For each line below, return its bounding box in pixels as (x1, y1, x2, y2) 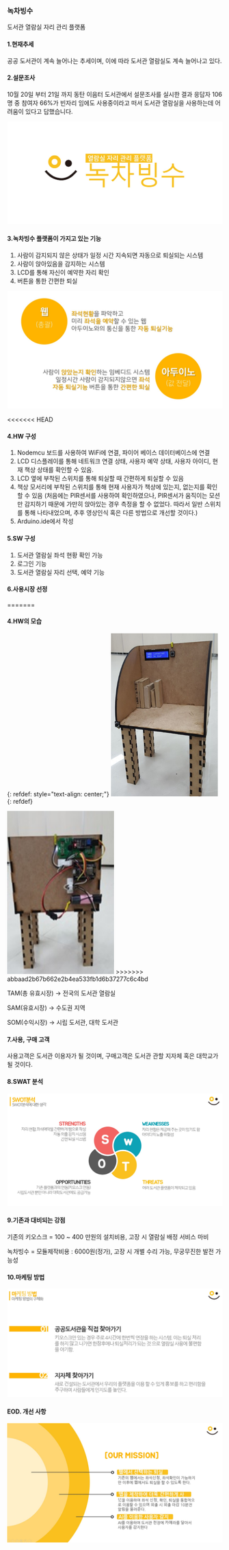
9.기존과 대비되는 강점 (7, 1216, 66, 1225)
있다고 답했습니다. (25, 107, 73, 115)
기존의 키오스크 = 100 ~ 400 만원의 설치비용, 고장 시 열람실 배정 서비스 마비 (7, 1232, 209, 1240)
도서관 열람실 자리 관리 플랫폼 (7, 23, 86, 32)
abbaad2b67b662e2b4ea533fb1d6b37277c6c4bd (7, 975, 148, 983)
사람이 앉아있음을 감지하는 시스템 (16, 259, 105, 268)
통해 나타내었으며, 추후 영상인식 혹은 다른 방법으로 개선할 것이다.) (24, 509, 198, 517)
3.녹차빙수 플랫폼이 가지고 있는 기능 (7, 234, 101, 242)
